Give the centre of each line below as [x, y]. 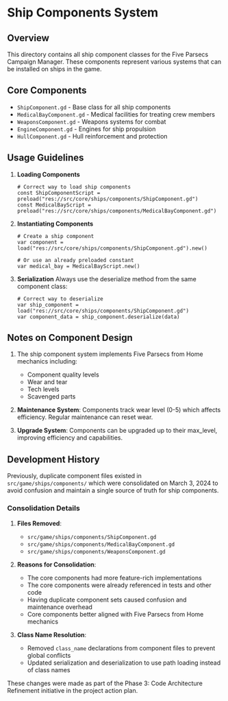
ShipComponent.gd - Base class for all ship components [94, 107]
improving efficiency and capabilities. [70, 438]
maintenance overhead [60, 607]
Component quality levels [63, 375]
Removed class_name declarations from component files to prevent [121, 648]
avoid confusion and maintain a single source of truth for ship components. [113, 490]
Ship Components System [83, 13]
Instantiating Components [55, 224]
